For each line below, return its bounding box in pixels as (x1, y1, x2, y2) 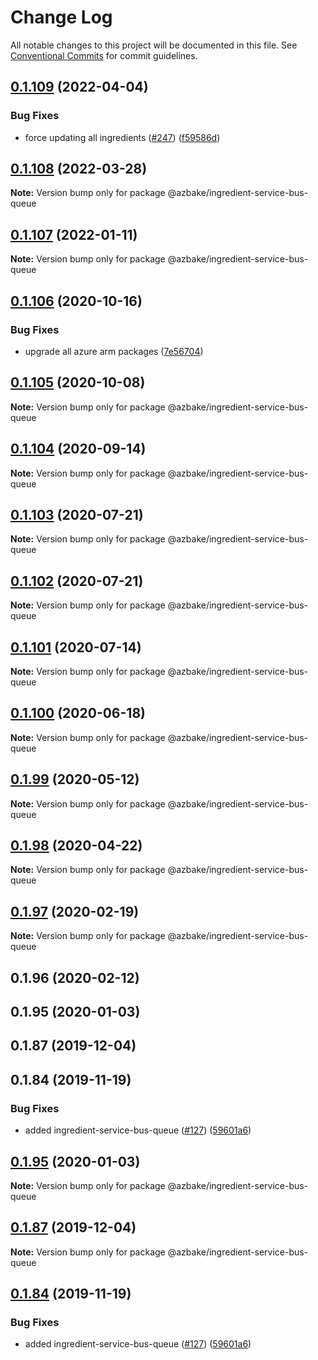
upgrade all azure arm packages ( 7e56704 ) (24, 345, 204, 357)
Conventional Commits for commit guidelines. (10, 49, 198, 61)
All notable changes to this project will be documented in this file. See (10, 39, 298, 51)
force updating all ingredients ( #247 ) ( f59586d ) (24, 131, 221, 143)
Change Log (10, 6, 113, 29)
